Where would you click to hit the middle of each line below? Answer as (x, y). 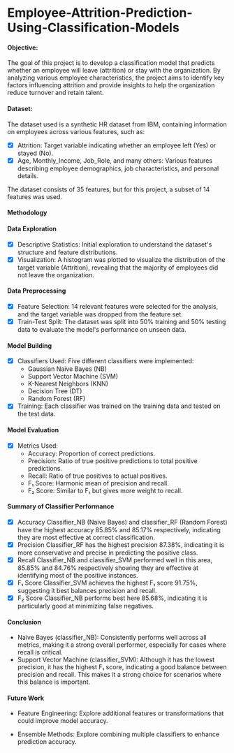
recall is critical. (40, 652)
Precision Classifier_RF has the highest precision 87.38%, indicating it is (121, 544)
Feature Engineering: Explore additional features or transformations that (120, 713)
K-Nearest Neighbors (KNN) (68, 384)
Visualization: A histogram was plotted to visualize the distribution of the (121, 259)
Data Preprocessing (37, 291)
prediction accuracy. (47, 742)
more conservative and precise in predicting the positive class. (108, 553)
